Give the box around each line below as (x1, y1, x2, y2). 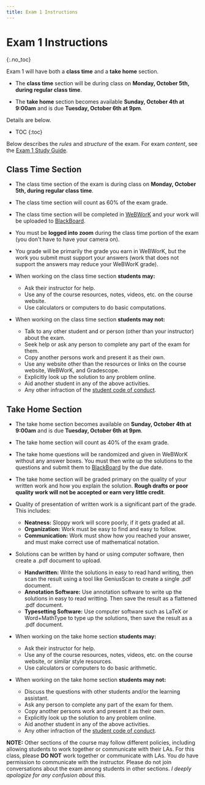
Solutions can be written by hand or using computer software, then (15, 550, 185, 558)
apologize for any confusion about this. (6, 772, 106, 779)
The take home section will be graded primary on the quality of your (15, 476, 187, 483)
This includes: (15, 507, 51, 515)
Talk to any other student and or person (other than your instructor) (24, 327, 194, 335)
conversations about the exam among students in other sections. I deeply (6, 765, 192, 773)
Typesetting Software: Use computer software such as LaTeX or (24, 608, 188, 615)
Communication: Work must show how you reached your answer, (24, 532, 191, 540)
